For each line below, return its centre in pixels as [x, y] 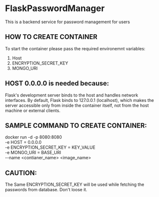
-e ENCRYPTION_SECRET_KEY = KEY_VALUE [50, 147]
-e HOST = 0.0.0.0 [24, 142]
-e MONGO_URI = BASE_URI [33, 153]
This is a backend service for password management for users [67, 22]
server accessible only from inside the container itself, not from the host [77, 105]
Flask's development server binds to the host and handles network [72, 95]
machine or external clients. [33, 110]
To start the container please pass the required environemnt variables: [75, 48]
